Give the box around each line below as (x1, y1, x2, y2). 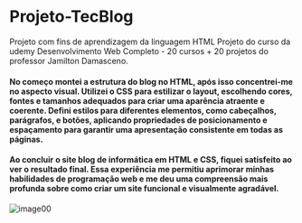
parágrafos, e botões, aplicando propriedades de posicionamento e (9, 115, 269, 125)
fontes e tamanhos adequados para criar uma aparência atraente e (9, 95, 265, 106)
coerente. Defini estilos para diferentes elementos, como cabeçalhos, (9, 105, 278, 116)
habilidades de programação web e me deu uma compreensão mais (9, 173, 269, 184)
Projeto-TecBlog (9, 6, 134, 27)
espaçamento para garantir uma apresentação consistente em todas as (9, 124, 283, 135)
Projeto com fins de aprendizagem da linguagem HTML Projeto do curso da (9, 36, 291, 47)
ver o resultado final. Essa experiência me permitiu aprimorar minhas (9, 164, 274, 175)
